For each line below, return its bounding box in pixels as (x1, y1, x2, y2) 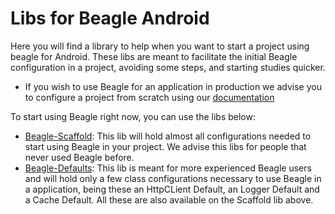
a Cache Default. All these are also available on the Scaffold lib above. (24, 193, 314, 206)
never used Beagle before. (24, 151, 135, 163)
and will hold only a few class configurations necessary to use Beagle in (24, 172, 322, 184)
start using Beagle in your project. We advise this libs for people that (24, 140, 307, 152)
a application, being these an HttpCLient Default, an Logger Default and (24, 183, 320, 195)
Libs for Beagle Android (10, 7, 210, 30)
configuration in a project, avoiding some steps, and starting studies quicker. (10, 61, 326, 73)
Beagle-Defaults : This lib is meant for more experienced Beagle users (24, 162, 312, 174)
